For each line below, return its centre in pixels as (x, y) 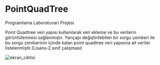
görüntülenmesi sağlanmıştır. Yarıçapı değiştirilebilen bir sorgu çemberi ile (80, 37)
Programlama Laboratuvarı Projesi (40, 23)
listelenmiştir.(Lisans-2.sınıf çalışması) (44, 48)
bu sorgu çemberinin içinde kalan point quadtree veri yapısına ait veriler (78, 42)
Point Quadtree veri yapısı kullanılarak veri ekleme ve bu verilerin (71, 32)
